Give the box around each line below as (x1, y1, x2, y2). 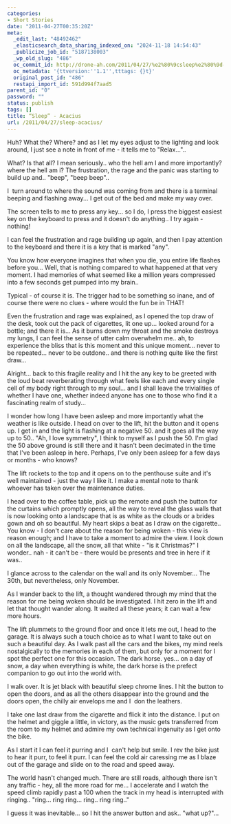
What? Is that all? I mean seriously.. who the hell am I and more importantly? (7, 158, 222, 167)
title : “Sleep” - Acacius (7, 112, 81, 119)
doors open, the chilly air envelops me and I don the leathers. (7, 697, 182, 705)
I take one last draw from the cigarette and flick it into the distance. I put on (7, 710, 220, 719)
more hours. (7, 611, 42, 620)
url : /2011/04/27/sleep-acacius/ (7, 119, 103, 126)
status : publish (7, 100, 54, 107)
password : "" (7, 94, 45, 101)
